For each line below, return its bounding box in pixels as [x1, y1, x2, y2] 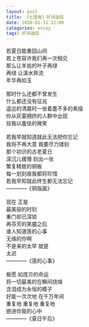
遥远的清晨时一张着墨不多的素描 [6, 105, 83, 112]
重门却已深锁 [6, 213, 37, 221]
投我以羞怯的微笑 [6, 120, 47, 127]
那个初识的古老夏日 [6, 148, 53, 155]
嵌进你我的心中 [6, 308, 42, 315]
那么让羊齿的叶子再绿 [6, 62, 57, 69]
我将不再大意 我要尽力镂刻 [6, 141, 69, 148]
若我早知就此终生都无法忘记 [6, 178, 73, 185]
